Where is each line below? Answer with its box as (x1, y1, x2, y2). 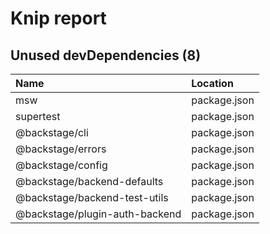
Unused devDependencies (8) (10, 47, 202, 64)
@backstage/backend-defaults (15, 175, 164, 188)
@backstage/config (15, 158, 108, 172)
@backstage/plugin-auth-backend (15, 207, 182, 221)
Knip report (10, 7, 107, 30)
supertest (15, 110, 61, 123)
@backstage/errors (15, 142, 107, 156)
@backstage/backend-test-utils (15, 191, 169, 204)
